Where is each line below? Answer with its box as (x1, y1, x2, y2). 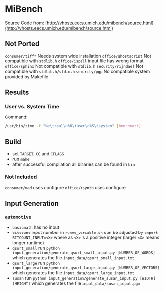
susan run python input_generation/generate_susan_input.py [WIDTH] (12, 275, 156, 281)
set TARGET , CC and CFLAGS (12, 151, 64, 157)
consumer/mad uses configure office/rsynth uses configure (5, 185, 126, 191)
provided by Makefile (5, 73, 49, 80)
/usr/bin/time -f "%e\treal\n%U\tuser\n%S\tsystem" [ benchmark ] (5, 124, 141, 129)
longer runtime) (12, 240, 44, 246)
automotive (5, 214, 31, 220)
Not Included (5, 174, 37, 180)
